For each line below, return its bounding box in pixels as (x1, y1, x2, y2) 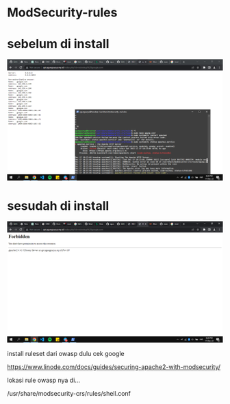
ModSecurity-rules (7, 5, 118, 21)
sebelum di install (7, 36, 110, 52)
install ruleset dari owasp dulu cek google (7, 350, 125, 358)
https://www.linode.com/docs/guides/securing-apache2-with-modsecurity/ (7, 363, 221, 371)
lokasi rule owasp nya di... (7, 376, 81, 385)
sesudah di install (7, 198, 110, 214)
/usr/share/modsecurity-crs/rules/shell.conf (7, 390, 131, 398)
